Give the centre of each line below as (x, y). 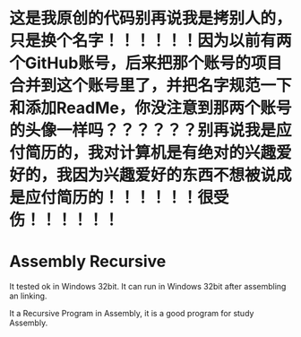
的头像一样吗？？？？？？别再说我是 (143, 130)
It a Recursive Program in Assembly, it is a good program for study (132, 314)
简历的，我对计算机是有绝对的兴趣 (151, 153)
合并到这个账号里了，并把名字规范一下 (151, 86)
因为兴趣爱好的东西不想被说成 (182, 175)
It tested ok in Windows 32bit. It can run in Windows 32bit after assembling (148, 287)
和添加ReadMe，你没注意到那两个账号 (150, 108)
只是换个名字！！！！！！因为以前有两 (151, 41)
